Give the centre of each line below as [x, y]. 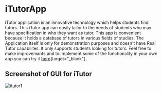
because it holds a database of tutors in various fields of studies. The [74, 38]
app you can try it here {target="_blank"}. [46, 58]
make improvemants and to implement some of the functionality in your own [81, 53]
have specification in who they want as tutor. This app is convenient [73, 33]
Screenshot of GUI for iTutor [49, 74]
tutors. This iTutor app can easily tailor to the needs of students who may [78, 27]
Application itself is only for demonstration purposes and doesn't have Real [80, 43]
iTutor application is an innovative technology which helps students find [77, 22]
